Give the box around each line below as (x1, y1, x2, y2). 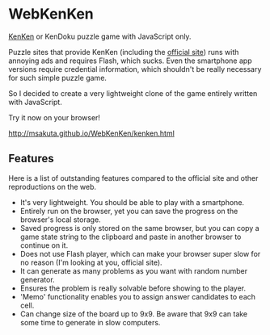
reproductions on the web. (8, 182, 97, 191)
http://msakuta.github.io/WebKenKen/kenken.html (8, 128, 175, 138)
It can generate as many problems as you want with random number (19, 266, 248, 275)
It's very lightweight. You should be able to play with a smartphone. (19, 197, 245, 207)
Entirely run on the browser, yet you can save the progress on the (19, 206, 238, 216)
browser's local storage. (19, 215, 101, 224)
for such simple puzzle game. (8, 73, 108, 82)
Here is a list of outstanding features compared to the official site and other (8, 173, 259, 182)
